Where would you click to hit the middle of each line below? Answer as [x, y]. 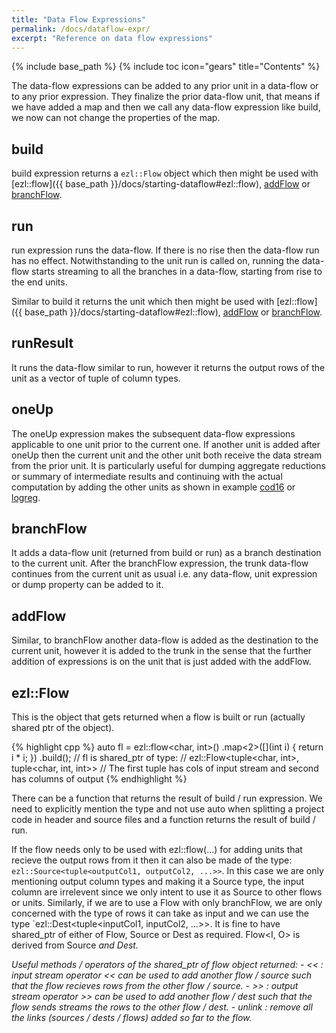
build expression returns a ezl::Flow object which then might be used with [165, 173]
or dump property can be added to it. [87, 585]
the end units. [39, 282]
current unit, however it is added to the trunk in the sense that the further [162, 651]
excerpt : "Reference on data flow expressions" [112, 38]
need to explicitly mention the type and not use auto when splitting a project [168, 809]
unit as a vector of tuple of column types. [96, 378]
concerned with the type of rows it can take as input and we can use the [160, 913]
